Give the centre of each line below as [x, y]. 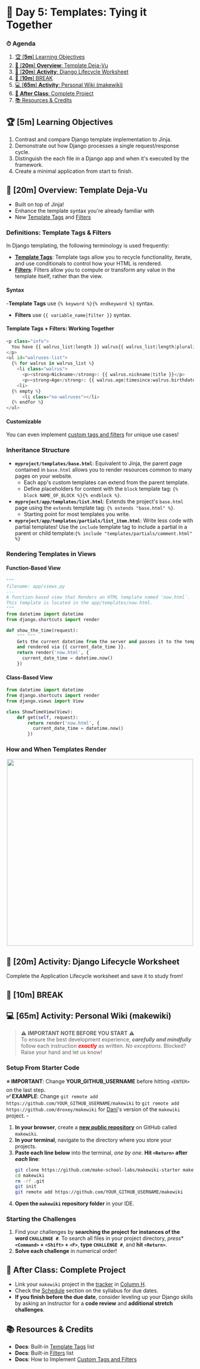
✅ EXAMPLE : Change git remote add [52, 1096]
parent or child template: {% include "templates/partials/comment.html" [103, 533]
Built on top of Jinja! [39, 204]
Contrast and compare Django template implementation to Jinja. [93, 139]
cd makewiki [29, 1175]
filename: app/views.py [36, 586]
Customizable [24, 421]
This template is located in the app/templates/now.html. [79, 603]
